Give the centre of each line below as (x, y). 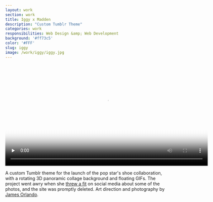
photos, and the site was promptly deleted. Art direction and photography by (85, 189)
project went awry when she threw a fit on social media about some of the (83, 184)
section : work (20, 15)
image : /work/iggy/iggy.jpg (35, 52)
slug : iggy (17, 48)
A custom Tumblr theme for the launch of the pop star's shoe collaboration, (84, 173)
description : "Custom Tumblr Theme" (44, 24)
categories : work (24, 29)
